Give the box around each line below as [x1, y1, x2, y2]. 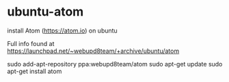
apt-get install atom [7, 67, 62, 75]
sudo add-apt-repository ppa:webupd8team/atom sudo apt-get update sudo [7, 60, 223, 68]
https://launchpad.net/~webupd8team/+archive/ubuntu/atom [7, 47, 180, 55]
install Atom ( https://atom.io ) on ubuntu [7, 26, 118, 35]
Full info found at [7, 39, 55, 47]
